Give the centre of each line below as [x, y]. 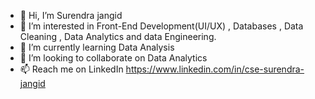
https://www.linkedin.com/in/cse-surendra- [215, 69]
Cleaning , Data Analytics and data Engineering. [118, 36]
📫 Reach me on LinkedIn [71, 69]
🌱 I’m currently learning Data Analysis [97, 47]
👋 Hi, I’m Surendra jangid [71, 15]
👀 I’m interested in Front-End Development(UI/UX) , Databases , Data [161, 26]
